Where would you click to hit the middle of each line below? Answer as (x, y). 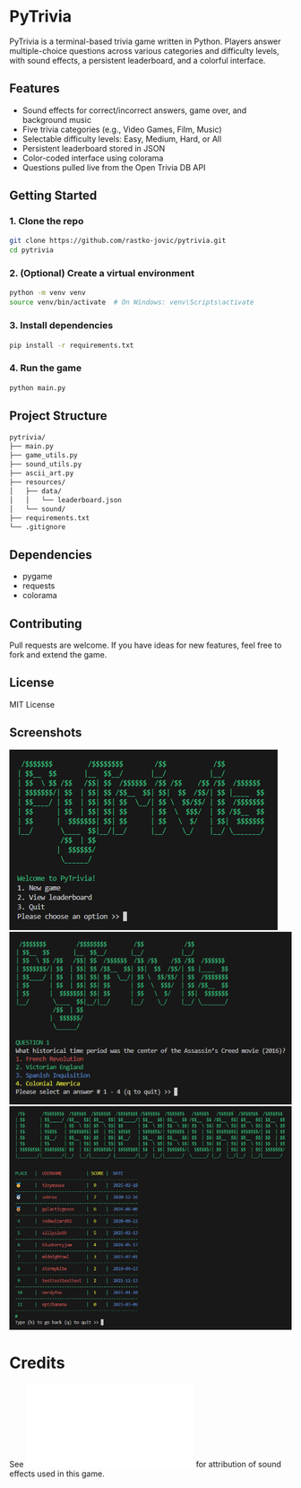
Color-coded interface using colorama (93, 158)
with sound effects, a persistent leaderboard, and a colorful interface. (138, 60)
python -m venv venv (48, 293)
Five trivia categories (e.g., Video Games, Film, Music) (122, 129)
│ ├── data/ (36, 492)
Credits (37, 1363)
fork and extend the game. (58, 655)
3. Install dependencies (61, 326)
